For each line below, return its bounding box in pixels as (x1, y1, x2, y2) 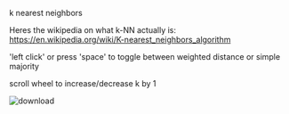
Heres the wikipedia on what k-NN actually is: (9, 25, 176, 35)
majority (9, 61, 40, 71)
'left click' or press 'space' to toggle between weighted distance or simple (9, 52, 281, 61)
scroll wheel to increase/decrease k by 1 (9, 78, 157, 88)
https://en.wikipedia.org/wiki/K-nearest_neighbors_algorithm (9, 35, 231, 45)
